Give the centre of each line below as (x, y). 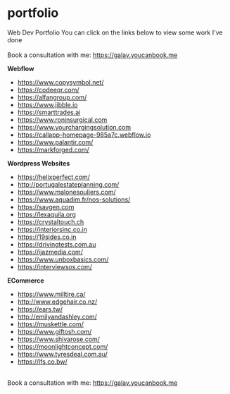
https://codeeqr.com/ (48, 90)
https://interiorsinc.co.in (52, 229)
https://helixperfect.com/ (53, 177)
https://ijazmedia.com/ (50, 252)
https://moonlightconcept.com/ (63, 346)
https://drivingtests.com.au (57, 244)
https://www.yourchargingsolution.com (74, 127)
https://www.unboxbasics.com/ (63, 259)
